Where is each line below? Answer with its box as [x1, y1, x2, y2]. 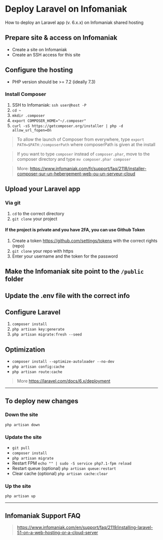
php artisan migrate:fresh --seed [12, 332, 82, 337]
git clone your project [12, 216, 57, 222]
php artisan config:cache [12, 364, 65, 370]
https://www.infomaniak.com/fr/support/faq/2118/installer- [30, 166, 147, 171]
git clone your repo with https [12, 248, 74, 254]
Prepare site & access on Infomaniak [5, 34, 117, 42]
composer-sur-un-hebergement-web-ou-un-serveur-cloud [16, 170, 136, 176]
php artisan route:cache [12, 370, 63, 374]
